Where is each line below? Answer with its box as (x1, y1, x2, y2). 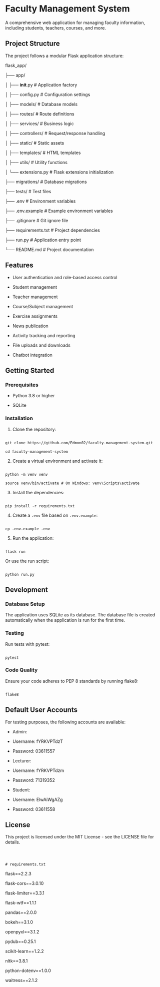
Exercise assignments (12, 313, 58, 319)
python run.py (5, 572, 35, 577)
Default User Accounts (5, 706, 77, 714)
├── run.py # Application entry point (5, 237, 81, 243)
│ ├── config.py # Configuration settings (5, 91, 90, 98)
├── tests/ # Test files (5, 188, 51, 194)
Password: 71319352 (12, 777, 55, 783)
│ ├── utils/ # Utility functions (5, 159, 67, 165)
